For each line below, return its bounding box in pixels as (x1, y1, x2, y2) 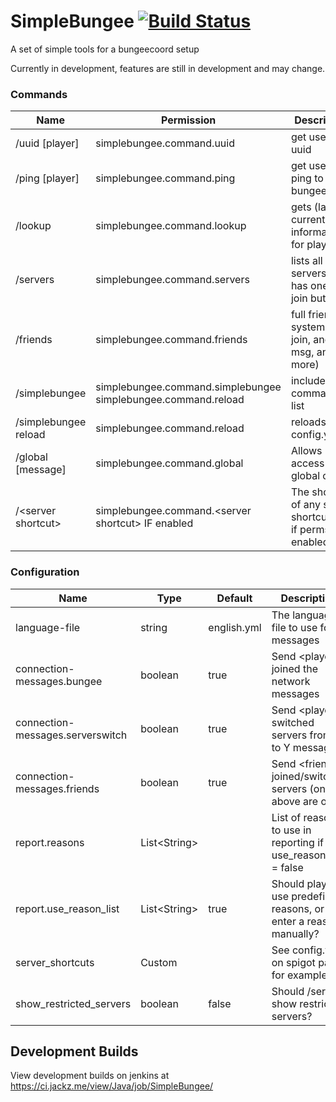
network (271, 674, 311, 688)
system (290, 320, 326, 334)
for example (271, 968, 328, 982)
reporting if (271, 835, 324, 849)
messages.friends (15, 781, 100, 795)
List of (271, 810, 302, 824)
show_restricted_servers (15, 996, 132, 1010)
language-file (15, 620, 81, 634)
